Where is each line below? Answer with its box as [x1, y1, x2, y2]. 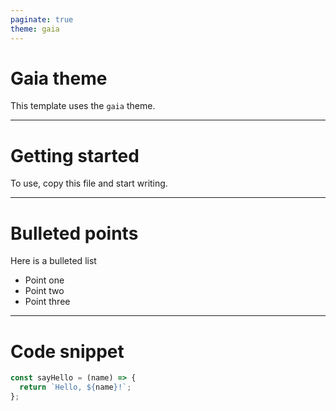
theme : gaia [10, 24, 60, 34]
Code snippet [10, 340, 125, 363]
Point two [24, 285, 65, 297]
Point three [24, 296, 71, 308]
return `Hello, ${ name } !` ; [19, 382, 132, 393]
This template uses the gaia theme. [10, 100, 156, 112]
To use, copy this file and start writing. [10, 177, 168, 190]
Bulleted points [10, 222, 139, 245]
